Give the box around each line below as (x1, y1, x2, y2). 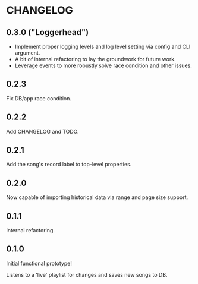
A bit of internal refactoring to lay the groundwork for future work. (14, 56, 177, 62)
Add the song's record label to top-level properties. (6, 161, 132, 168)
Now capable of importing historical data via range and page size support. (6, 194, 188, 201)
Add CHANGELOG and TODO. (6, 128, 79, 135)
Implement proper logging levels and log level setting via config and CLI (14, 43, 191, 50)
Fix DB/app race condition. (6, 94, 72, 102)
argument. (14, 49, 40, 56)
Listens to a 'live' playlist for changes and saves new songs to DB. (6, 271, 168, 278)
